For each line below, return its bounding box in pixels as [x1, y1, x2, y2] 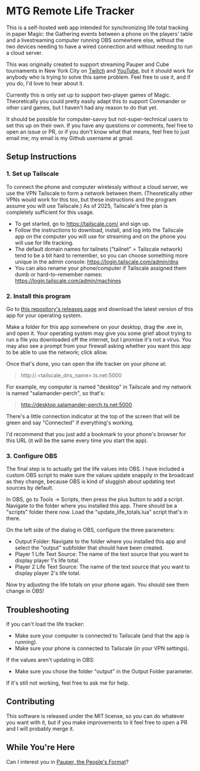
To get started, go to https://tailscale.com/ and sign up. [14, 220, 151, 227]
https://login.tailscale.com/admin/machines [14, 277, 121, 284]
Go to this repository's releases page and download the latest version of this [6, 305, 193, 312]
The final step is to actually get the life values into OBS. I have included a [6, 465, 185, 472]
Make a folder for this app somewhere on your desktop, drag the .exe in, [6, 323, 183, 330]
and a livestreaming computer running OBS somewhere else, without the [6, 36, 184, 43]
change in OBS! [6, 587, 45, 595]
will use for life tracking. [14, 239, 74, 246]
